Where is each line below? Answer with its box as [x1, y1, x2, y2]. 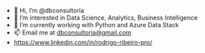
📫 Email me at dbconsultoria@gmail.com [13, 29, 132, 37]
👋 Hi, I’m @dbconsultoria [13, 7, 85, 14]
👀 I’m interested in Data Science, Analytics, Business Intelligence [13, 14, 198, 22]
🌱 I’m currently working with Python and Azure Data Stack [13, 21, 179, 29]
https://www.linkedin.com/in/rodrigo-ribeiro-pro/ [13, 38, 153, 46]
